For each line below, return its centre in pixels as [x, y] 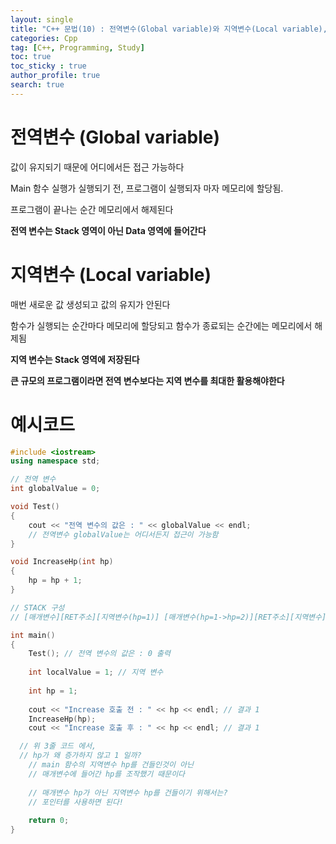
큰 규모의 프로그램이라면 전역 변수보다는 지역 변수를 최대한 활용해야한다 [147, 380]
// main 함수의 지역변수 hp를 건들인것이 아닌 [111, 765]
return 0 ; [49, 821]
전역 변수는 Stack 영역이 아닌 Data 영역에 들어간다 [108, 230]
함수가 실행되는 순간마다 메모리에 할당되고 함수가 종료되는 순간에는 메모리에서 [161, 325]
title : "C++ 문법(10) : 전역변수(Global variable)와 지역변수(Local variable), [169, 29]
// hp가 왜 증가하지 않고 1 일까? [80, 756]
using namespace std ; [55, 461]
